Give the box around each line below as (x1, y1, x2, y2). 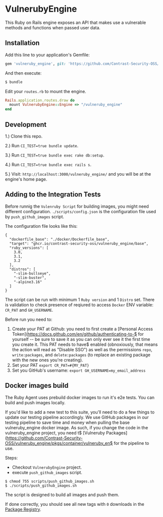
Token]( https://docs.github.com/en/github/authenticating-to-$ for (12, 331, 144, 337)
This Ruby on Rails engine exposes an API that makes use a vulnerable (5, 20, 147, 25)
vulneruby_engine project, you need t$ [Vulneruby (5, 430, 105, 436)
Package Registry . (5, 506, 41, 512)
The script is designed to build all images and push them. (5, 492, 119, 497)
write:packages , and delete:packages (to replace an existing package (12, 352, 150, 358)
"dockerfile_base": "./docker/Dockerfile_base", (9, 237, 110, 242)
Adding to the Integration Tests (5, 190, 101, 199)
